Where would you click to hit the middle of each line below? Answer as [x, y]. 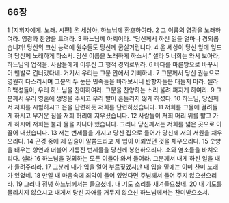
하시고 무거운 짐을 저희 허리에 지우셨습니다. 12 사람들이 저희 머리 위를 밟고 [113, 116]
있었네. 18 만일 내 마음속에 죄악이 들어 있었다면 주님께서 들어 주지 [101, 175]
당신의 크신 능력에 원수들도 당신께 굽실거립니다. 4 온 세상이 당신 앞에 [118, 47]
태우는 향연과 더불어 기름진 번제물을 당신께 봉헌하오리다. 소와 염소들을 [107, 150]
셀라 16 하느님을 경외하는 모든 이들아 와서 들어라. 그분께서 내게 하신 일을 [117, 158]
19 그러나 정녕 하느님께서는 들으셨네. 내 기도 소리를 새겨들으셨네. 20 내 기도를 [119, 184]
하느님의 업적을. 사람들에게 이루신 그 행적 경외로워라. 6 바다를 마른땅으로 [104, 64]
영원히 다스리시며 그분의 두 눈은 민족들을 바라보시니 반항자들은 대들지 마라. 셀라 [113, 81]
